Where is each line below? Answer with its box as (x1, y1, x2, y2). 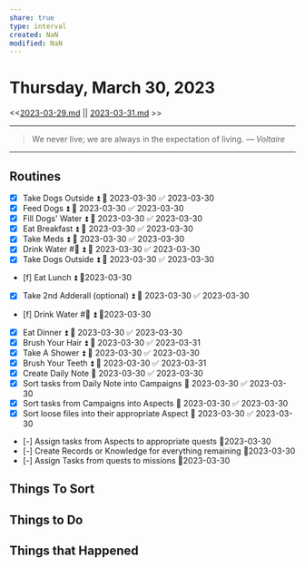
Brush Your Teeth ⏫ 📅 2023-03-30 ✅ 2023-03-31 (22, 357, 207, 368)
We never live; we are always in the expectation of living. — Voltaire (31, 133, 286, 145)
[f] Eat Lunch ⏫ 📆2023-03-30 (22, 272, 132, 283)
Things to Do (9, 512, 84, 527)
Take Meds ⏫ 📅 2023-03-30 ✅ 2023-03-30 (22, 233, 185, 245)
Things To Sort (9, 482, 95, 497)
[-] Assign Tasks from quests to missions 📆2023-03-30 (22, 455, 231, 465)
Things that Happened (9, 543, 139, 559)
